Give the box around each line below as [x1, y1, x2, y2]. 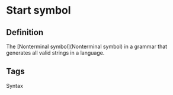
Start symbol [6, 4, 71, 17]
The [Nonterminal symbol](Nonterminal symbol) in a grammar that [6, 43, 168, 50]
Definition [6, 27, 43, 37]
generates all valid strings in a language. [6, 49, 105, 56]
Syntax [6, 82, 24, 89]
